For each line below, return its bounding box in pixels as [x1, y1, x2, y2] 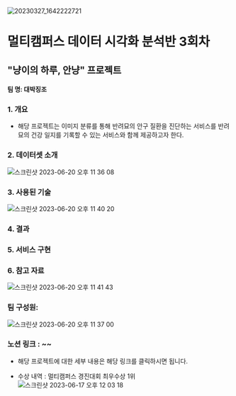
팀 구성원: [7, 302, 39, 312]
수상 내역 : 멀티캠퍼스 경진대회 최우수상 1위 [17, 372, 136, 380]
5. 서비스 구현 [7, 244, 51, 254]
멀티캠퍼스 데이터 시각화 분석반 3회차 [7, 34, 210, 50]
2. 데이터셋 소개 [7, 150, 58, 160]
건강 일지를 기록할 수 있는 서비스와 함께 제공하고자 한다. [30, 131, 184, 140]
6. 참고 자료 [7, 266, 45, 276]
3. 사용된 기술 [7, 187, 52, 197]
